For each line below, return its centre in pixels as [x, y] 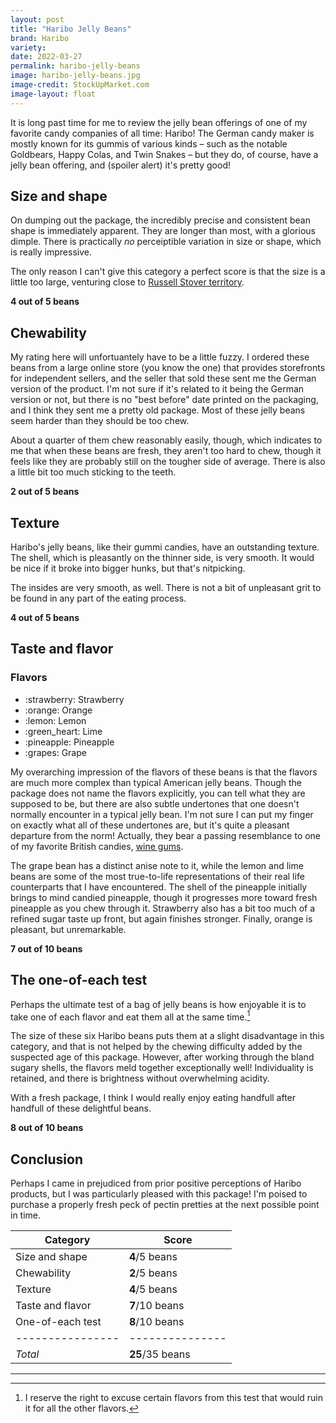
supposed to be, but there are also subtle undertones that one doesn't [155, 803]
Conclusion [47, 1159]
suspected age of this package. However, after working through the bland [162, 1057]
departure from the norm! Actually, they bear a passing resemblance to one [166, 835]
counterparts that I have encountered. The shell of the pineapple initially [159, 887]
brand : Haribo [40, 38]
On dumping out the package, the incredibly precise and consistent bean [160, 220]
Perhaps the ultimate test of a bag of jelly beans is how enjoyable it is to [158, 1004]
